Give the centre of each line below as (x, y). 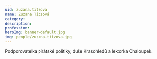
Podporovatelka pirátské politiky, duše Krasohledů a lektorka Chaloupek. (79, 51)
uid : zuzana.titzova (26, 10)
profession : (17, 28)
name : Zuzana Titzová (27, 14)
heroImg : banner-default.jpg (35, 32)
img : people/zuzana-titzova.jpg (38, 37)
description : (19, 23)
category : (15, 19)
